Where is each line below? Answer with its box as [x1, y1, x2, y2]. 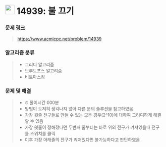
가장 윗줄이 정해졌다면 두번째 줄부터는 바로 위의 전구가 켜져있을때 [24, 124, 151, 130]
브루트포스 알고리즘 [24, 67, 62, 73]
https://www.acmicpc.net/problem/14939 [17, 36, 102, 42]
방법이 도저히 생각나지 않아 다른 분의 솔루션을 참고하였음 [24, 106, 134, 112]
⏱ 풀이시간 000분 [24, 99, 59, 105]
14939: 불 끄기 [16, 5, 74, 17]
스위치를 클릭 [30, 131, 55, 137]
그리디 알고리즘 [24, 61, 55, 67]
